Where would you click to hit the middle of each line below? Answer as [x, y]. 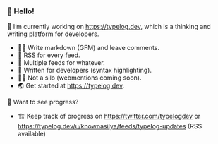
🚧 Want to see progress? [43, 102]
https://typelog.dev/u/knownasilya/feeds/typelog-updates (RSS [110, 126]
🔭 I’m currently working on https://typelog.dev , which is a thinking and [109, 27]
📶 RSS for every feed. [49, 55]
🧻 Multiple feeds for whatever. [61, 63]
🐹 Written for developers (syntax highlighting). [85, 71]
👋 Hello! [21, 11]
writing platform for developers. [53, 34]
